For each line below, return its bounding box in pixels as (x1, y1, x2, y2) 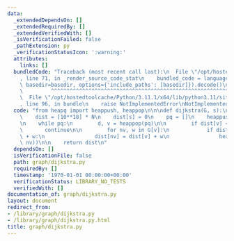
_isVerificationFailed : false (13, 36, 101, 43)
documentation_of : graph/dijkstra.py (7, 191, 117, 198)
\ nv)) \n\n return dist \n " (19, 140, 108, 147)
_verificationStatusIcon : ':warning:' (13, 49, 127, 56)
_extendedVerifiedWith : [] (13, 29, 92, 37)
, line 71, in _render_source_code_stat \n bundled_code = (19, 74, 201, 82)
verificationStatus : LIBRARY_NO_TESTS (13, 178, 127, 185)
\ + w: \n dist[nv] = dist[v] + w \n (19, 133, 170, 140)
